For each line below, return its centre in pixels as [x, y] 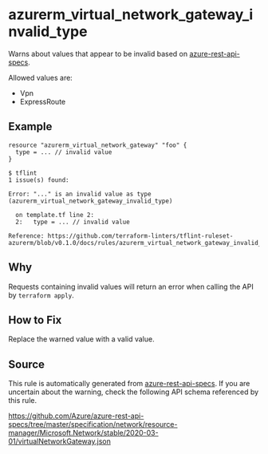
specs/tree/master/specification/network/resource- [93, 424]
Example [30, 126]
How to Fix [35, 320]
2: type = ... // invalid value [73, 222]
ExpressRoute [43, 101]
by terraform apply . [41, 295]
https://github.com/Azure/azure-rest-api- [76, 416]
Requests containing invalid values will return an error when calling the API [131, 286]
